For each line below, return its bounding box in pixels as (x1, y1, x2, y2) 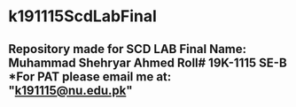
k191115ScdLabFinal (8, 6, 157, 27)
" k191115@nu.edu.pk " (8, 82, 134, 98)
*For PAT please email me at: (8, 69, 172, 84)
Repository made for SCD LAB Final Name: (8, 42, 247, 57)
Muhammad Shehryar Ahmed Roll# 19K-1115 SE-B (8, 55, 287, 70)
